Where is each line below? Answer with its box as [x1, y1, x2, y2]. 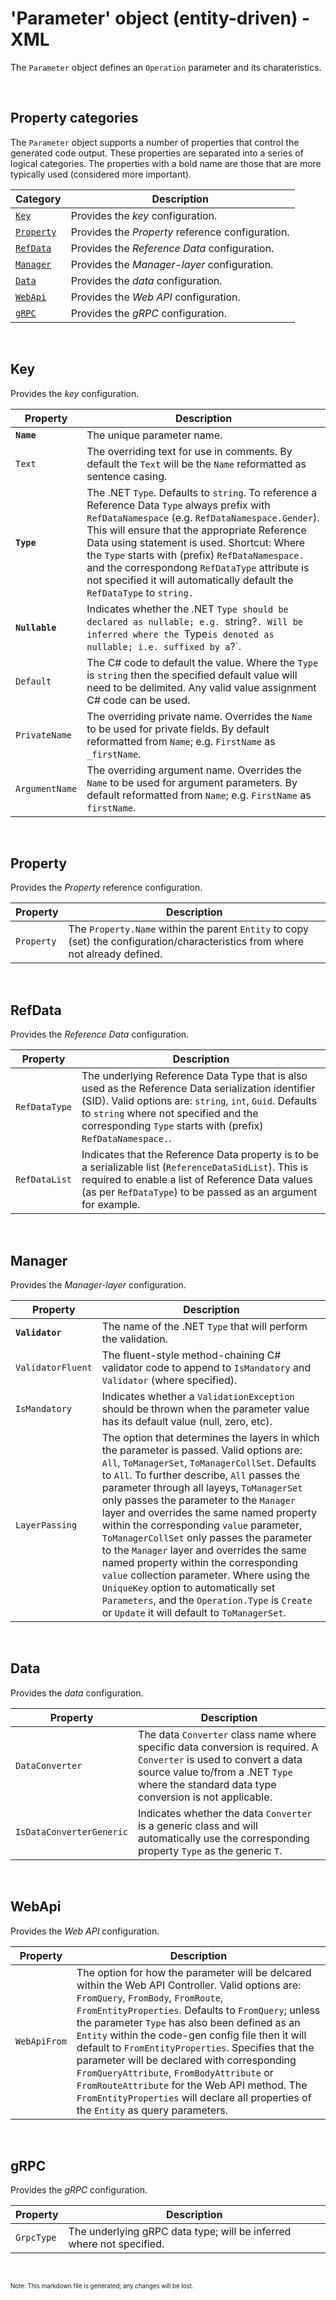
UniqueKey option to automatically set [101, 1581, 276, 1594]
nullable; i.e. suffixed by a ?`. [86, 639, 242, 653]
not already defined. [68, 947, 163, 961]
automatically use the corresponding [138, 1831, 310, 1845]
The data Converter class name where [138, 1727, 317, 1741]
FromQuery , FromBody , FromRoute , [76, 1990, 224, 2004]
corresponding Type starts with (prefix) [81, 1119, 264, 1133]
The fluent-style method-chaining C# [101, 1348, 282, 1362]
